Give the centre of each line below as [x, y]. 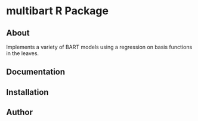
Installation [27, 92]
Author [19, 112]
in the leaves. [23, 53]
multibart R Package [58, 11]
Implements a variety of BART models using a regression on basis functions [99, 47]
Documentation [36, 72]
